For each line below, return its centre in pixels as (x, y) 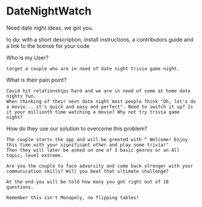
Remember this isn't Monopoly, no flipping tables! (73, 197)
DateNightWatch (49, 11)
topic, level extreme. (35, 155)
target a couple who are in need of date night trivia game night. (93, 68)
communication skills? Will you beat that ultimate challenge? (88, 171)
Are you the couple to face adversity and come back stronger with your (100, 166)
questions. (20, 187)
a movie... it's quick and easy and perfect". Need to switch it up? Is (100, 107)
